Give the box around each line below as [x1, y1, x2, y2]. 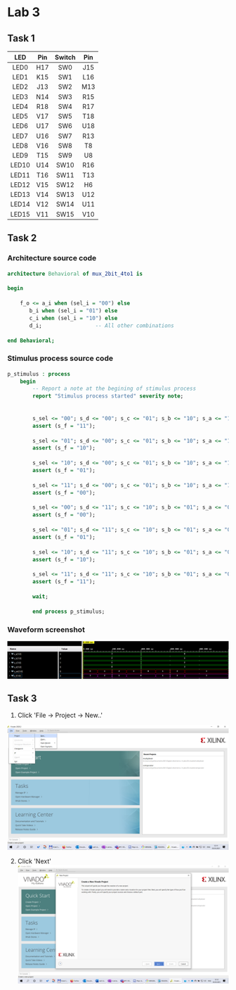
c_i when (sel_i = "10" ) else [29, 315, 118, 322]
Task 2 [7, 232, 37, 244]
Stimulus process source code [7, 353, 114, 363]
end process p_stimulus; [32, 608, 105, 615]
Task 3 [7, 692, 37, 704]
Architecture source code [7, 253, 97, 263]
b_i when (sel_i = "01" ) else [29, 307, 118, 315]
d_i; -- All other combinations [29, 322, 174, 329]
